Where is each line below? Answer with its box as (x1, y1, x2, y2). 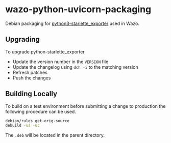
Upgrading (5, 35, 40, 44)
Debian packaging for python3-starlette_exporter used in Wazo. (5, 20, 139, 26)
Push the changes (12, 75, 51, 81)
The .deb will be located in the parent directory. (5, 132, 105, 138)
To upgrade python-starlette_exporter (5, 48, 85, 54)
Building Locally (5, 90, 58, 98)
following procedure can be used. (5, 108, 77, 115)
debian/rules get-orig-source (5, 118, 70, 123)
